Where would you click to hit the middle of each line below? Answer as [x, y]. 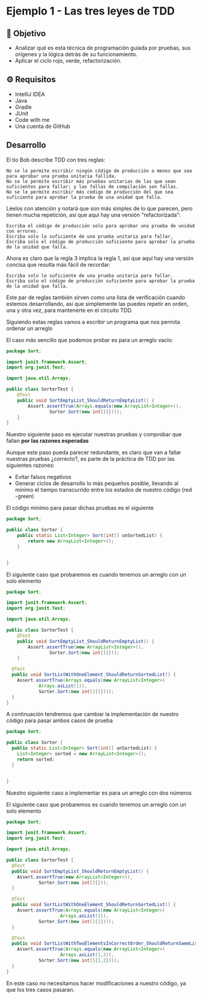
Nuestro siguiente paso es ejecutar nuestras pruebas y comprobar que [94, 434]
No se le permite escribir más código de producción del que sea [90, 192]
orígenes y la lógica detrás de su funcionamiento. [76, 54]
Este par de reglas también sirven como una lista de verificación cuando [96, 297]
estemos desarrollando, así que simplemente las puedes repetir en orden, [97, 303]
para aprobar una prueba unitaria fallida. [62, 176]
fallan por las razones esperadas [47, 441]
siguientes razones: [31, 465]
